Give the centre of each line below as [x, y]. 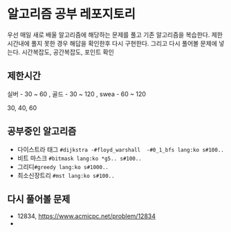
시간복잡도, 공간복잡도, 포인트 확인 [68, 52]
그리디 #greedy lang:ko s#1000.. [63, 166]
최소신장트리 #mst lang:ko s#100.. [66, 175]
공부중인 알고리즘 [42, 131]
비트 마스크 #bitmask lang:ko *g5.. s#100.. [79, 158]
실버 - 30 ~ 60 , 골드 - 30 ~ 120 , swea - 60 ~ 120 [77, 93]
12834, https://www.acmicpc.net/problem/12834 [86, 216]
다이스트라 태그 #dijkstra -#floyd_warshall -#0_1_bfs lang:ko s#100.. [121, 149]
